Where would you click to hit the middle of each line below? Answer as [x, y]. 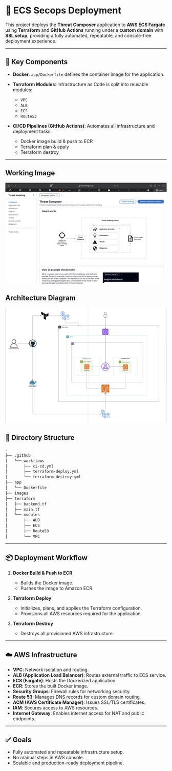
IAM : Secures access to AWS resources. [56, 708]
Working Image [30, 173]
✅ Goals [18, 739]
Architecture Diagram [40, 298]
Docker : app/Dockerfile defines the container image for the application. [89, 74]
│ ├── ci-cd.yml [29, 466]
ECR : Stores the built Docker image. [50, 686]
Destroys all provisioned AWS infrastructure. [67, 633]
